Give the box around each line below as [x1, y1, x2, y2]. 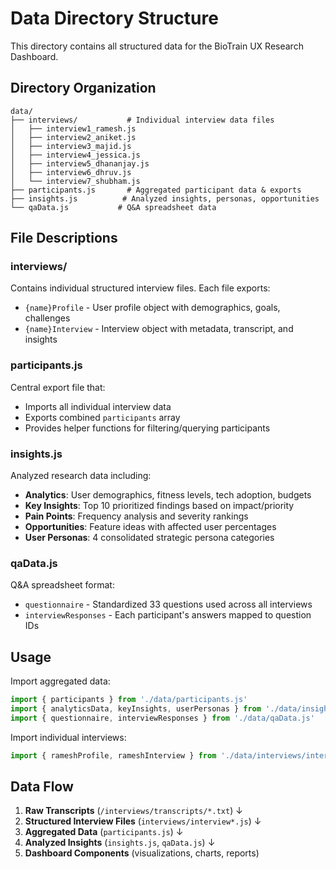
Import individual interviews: [10, 731, 127, 743]
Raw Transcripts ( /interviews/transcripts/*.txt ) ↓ [24, 805, 243, 817]
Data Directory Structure [10, 7, 219, 30]
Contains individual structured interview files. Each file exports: [10, 282, 271, 294]
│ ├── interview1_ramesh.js [10, 123, 137, 134]
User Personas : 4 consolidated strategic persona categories [24, 532, 275, 544]
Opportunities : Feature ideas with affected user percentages [24, 521, 277, 533]
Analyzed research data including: [10, 470, 152, 482]
